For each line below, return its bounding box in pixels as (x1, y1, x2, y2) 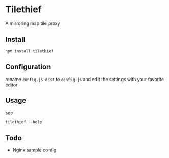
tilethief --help (5, 120, 42, 125)
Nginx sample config (12, 147, 57, 153)
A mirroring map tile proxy (5, 20, 60, 27)
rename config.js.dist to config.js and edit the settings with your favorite (5, 76, 164, 82)
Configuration (5, 63, 51, 71)
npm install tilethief (5, 48, 54, 54)
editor (5, 82, 18, 88)
